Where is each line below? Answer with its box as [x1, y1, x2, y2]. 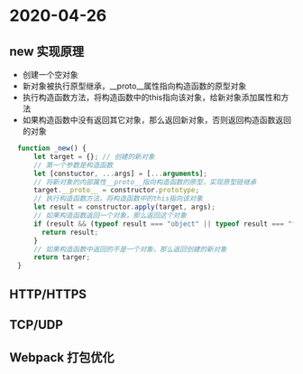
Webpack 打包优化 [9, 350, 115, 366]
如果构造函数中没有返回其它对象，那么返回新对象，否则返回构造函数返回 [22, 115, 291, 125]
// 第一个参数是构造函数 [32, 160, 114, 170]
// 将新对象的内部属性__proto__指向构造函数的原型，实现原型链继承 [32, 177, 257, 186]
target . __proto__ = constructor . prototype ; [32, 186, 200, 195]
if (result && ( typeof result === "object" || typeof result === [32, 219, 284, 229]
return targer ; [32, 253, 91, 262]
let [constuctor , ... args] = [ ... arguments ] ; [32, 169, 207, 178]
